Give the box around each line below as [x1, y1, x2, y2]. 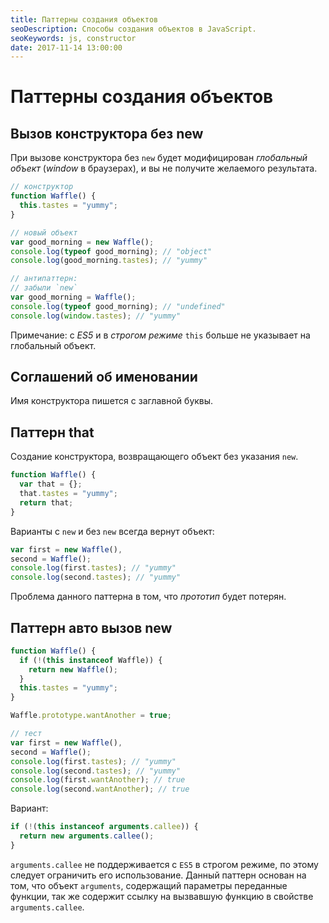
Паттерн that [10, 424, 95, 441]
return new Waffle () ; [28, 664, 118, 675]
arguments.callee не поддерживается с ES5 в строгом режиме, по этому [10, 858, 319, 870]
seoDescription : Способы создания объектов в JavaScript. [10, 24, 257, 34]
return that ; [19, 497, 74, 508]
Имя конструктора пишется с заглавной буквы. [10, 395, 214, 407]
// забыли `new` [10, 283, 78, 293]
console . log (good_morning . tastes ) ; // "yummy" [10, 256, 208, 266]
